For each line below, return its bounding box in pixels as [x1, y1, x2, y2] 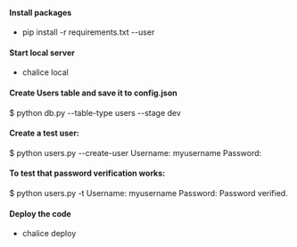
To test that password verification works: [9, 168, 166, 178]
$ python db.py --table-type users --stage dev [9, 107, 181, 118]
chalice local [21, 67, 69, 78]
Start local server [9, 47, 76, 58]
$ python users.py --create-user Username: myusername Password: [9, 147, 262, 158]
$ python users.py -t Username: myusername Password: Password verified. [9, 188, 288, 199]
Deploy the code [9, 208, 71, 218]
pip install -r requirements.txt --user [21, 27, 155, 37]
